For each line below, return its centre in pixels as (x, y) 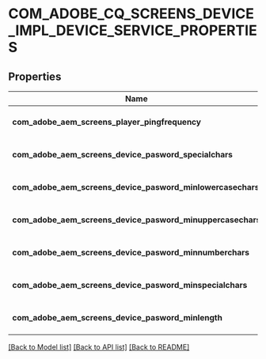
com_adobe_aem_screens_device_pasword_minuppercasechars (137, 220)
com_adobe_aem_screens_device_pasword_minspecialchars (130, 285)
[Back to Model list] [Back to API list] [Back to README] (99, 347)
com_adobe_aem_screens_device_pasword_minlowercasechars (136, 187)
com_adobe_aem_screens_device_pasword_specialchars (123, 155)
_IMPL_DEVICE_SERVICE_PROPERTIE (133, 30)
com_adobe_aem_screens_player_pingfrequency (107, 122)
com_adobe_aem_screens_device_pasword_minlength (118, 317)
